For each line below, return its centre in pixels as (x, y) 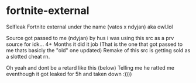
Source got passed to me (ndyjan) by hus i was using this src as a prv (90, 38)
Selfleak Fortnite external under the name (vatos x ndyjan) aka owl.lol (90, 27)
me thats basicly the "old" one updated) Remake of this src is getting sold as (98, 50)
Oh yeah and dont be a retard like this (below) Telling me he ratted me (90, 67)
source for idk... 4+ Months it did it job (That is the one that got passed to (94, 44)
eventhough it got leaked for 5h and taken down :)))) (69, 74)
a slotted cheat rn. (28, 56)
